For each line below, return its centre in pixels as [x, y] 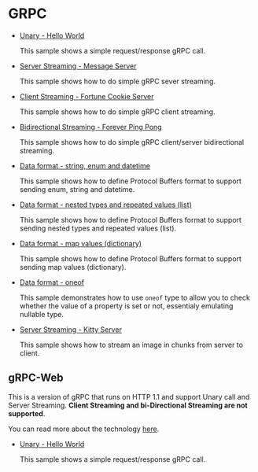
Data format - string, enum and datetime [85, 165]
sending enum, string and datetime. [77, 189]
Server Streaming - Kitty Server [70, 329]
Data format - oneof [52, 282]
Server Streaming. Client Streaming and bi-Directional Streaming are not [128, 405]
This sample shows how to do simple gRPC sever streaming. [118, 81]
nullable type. [42, 314]
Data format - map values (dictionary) [81, 243]
